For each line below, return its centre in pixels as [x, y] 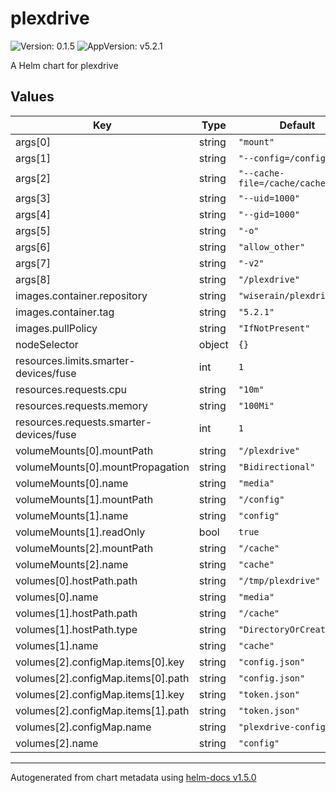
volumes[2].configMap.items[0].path [102, 678]
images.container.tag [65, 312]
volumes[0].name [57, 597]
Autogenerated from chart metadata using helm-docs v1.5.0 [133, 777]
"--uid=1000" [269, 198]
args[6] [33, 247]
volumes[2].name [57, 743]
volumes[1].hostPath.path [76, 613]
